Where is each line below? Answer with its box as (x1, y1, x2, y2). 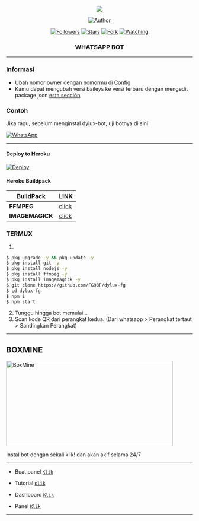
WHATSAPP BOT (75, 43, 124, 51)
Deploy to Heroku (6, 150, 50, 157)
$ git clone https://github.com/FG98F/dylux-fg (6, 282, 126, 288)
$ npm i (6, 293, 25, 299)
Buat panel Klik (14, 468, 53, 475)
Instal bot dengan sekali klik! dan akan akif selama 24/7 (6, 451, 141, 458)
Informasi (6, 65, 34, 74)
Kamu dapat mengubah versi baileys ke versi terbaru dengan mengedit (14, 85, 188, 92)
